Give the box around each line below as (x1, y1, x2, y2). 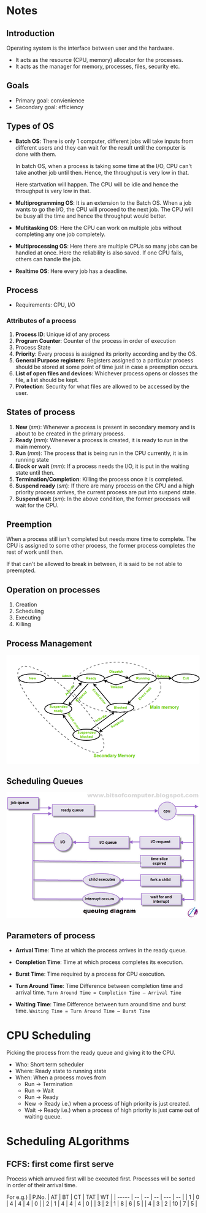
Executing (15, 614, 41, 621)
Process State (15, 343, 51, 351)
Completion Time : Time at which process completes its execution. (15, 959, 184, 966)
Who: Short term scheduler (15, 1060, 84, 1068)
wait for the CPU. (15, 501, 59, 509)
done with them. (15, 150, 57, 158)
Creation (15, 601, 37, 608)
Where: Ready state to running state (15, 1067, 107, 1074)
